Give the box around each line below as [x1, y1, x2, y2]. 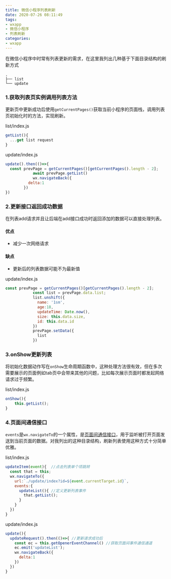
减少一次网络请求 [12, 241, 49, 247]
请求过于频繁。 [5, 376, 37, 382]
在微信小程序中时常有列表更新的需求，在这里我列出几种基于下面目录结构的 [5, 55, 162, 61]
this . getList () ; [14, 401, 50, 406]
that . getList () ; [23, 493, 58, 498]
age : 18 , [37, 305, 54, 310]
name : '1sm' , [37, 300, 65, 305]
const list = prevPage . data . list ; [32, 290, 106, 295]
